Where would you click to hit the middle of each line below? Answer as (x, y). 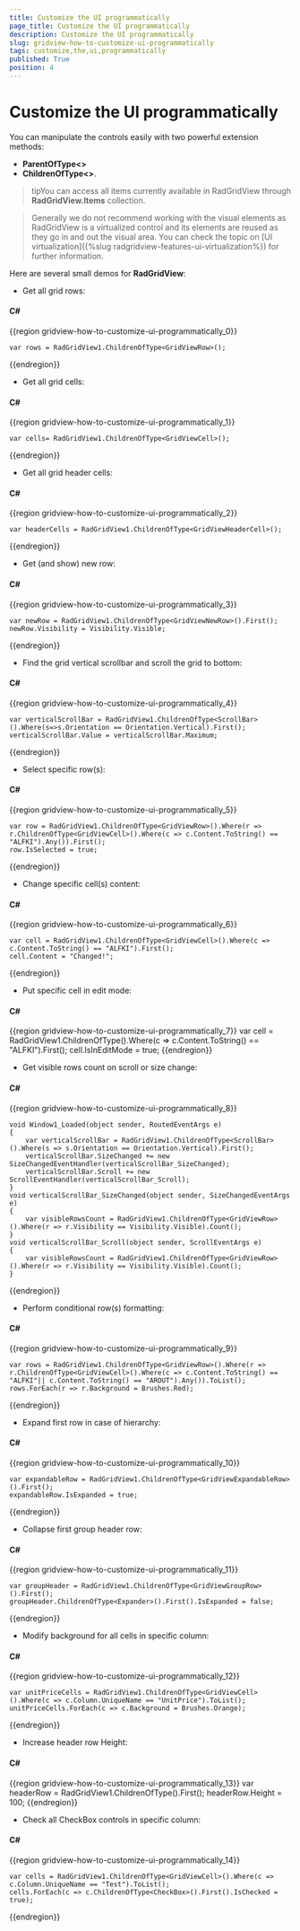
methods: (27, 146)
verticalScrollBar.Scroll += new (88, 1172)
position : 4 (31, 68)
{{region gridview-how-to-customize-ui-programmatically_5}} (123, 810)
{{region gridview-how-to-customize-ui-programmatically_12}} (124, 1676)
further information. (68, 256)
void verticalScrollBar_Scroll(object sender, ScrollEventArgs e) (136, 1242)
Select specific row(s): (64, 769)
